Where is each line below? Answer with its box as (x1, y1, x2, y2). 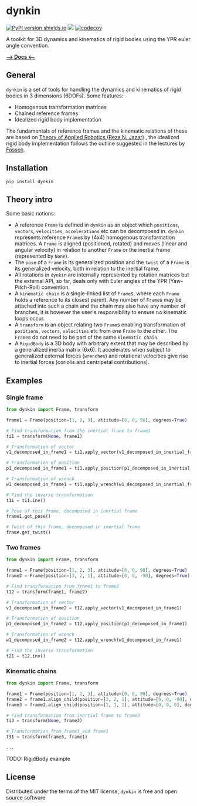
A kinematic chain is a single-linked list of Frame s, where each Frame (14, 290, 180, 297)
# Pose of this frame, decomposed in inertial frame (6, 508, 138, 514)
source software (6, 794, 46, 801)
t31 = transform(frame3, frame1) (6, 734, 88, 740)
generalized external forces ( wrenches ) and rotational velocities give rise (14, 352, 189, 359)
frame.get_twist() (6, 530, 51, 535)
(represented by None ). (14, 252, 69, 259)
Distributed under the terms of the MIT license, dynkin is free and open (6, 788, 178, 795)
